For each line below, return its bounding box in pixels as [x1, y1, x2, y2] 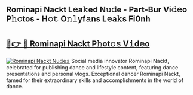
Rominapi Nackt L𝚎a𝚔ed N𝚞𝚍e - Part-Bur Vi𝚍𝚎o [6, 5, 188, 15]
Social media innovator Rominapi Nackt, [71, 58, 169, 64]
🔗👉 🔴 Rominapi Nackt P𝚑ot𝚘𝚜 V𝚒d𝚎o [6, 39, 150, 49]
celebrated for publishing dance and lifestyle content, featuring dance [6, 64, 179, 71]
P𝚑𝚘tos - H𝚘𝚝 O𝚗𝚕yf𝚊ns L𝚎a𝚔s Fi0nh [6, 14, 151, 24]
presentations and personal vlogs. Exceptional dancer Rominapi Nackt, [6, 71, 180, 77]
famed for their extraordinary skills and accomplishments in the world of [6, 77, 184, 84]
